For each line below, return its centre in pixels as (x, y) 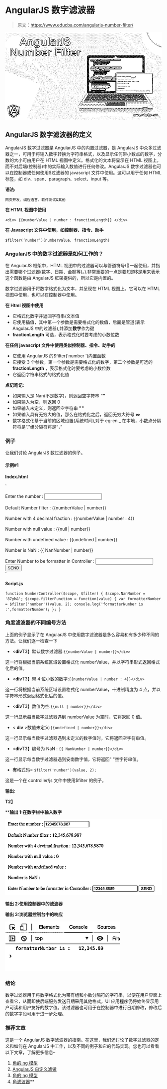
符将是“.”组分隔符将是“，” (37, 427)
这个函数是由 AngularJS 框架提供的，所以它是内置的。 (60, 278)
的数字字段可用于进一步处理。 (36, 1014)
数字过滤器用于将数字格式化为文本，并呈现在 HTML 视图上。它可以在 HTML (83, 289)
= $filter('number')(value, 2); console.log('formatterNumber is (74, 604)
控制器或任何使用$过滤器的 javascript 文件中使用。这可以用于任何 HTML (87, 172)
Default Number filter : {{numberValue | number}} (56, 508)
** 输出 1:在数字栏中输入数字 (34, 812)
